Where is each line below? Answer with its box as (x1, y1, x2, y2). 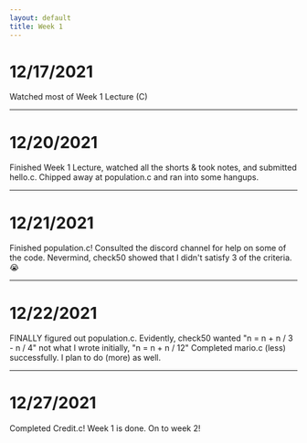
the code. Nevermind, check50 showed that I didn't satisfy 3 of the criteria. (9, 252, 292, 263)
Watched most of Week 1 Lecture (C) (9, 91, 148, 102)
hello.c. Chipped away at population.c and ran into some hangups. (9, 172, 259, 183)
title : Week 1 (9, 22, 64, 31)
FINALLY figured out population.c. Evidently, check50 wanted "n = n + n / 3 (9, 332, 294, 343)
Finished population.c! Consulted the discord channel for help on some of (9, 243, 287, 254)
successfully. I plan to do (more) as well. (9, 353, 162, 364)
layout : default (9, 13, 71, 23)
